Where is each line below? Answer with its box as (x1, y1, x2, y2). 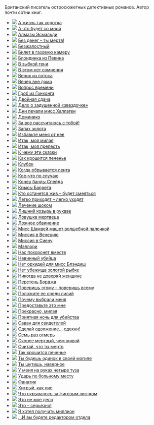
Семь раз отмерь (18, 332, 55, 338)
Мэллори (18, 243, 38, 249)
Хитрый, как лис (18, 385, 53, 391)
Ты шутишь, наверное (18, 362, 65, 367)
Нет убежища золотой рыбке (18, 267, 79, 273)
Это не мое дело (18, 397, 54, 402)
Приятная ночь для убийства (18, 314, 79, 320)
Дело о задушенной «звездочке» (18, 102, 88, 108)
